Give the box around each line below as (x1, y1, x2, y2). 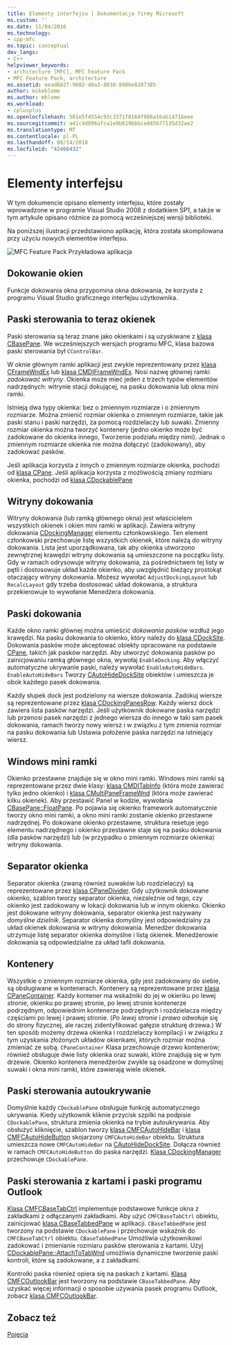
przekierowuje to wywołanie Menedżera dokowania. (7, 588, 156, 596)
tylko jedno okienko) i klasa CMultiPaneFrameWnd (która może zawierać (7, 789, 213, 797)
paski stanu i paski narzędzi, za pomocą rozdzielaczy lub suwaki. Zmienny (7, 418, 220, 426)
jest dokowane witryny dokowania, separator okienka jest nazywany (7, 908, 202, 917)
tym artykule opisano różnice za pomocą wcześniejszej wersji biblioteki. (7, 213, 213, 221)
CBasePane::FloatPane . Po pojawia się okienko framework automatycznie (7, 804, 217, 812)
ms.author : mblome (7, 94, 60, 101)
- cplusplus (7, 107, 42, 114)
